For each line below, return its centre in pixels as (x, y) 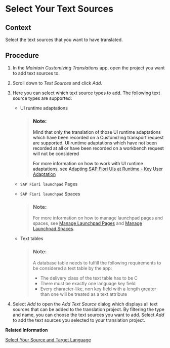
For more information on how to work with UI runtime (88, 164)
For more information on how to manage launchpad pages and (98, 218)
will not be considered (56, 154)
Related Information (27, 330)
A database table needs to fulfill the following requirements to (97, 263)
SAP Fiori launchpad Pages (49, 184)
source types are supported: (42, 98)
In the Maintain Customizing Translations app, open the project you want (89, 68)
